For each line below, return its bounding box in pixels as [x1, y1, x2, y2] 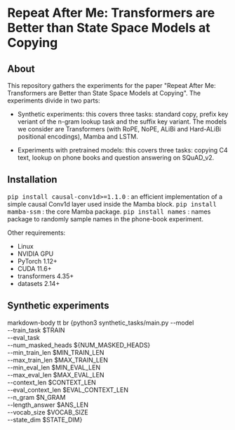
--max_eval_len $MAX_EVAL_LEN [7, 370, 105, 379]
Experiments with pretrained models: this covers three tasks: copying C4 [17, 146, 228, 154]
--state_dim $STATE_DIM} [7, 415, 83, 424]
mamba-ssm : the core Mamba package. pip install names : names [7, 207, 211, 216]
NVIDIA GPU [17, 249, 54, 258]
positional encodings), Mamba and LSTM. [17, 132, 138, 141]
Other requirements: [7, 228, 66, 237]
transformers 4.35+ [17, 272, 74, 280]
